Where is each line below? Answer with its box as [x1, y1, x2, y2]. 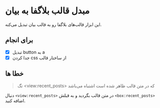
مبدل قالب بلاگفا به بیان [5, 5, 90, 16]
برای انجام [5, 36, 33, 44]
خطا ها [5, 70, 24, 78]
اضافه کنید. [5, 98, 26, 104]
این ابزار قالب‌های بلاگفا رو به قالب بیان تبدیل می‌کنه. [5, 21, 102, 27]
